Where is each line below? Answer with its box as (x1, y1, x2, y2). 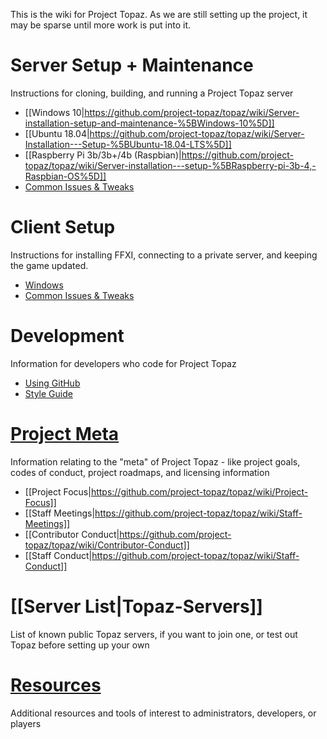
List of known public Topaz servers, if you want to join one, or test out (10, 628, 298, 640)
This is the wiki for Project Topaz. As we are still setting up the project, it (10, 9, 308, 20)
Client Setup (10, 216, 116, 239)
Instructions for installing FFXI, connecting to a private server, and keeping (10, 249, 318, 261)
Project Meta (10, 423, 120, 445)
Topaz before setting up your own (10, 639, 150, 651)
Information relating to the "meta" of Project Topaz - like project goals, (10, 455, 301, 468)
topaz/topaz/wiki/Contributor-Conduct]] (24, 539, 190, 551)
